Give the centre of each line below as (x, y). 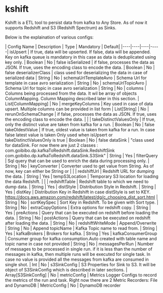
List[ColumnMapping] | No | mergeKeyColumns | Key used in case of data (79, 104)
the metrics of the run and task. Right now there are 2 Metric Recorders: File (81, 280)
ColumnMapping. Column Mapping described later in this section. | (72, 98)
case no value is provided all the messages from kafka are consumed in (77, 259)
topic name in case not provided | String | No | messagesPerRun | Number (80, 244)
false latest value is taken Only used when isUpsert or (59, 135)
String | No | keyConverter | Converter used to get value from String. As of (80, 166)
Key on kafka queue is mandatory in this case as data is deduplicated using (81, 57)
